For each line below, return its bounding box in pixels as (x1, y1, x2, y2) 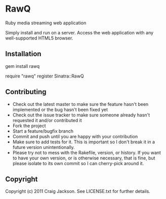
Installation (5, 50, 41, 58)
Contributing (5, 88, 47, 96)
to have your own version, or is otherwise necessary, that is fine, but (12, 155, 155, 161)
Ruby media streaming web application (5, 20, 87, 26)
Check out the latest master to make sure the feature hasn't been (12, 101, 149, 107)
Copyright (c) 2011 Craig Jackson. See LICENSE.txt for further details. (5, 188, 150, 194)
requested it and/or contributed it (12, 117, 82, 123)
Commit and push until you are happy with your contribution (12, 133, 138, 139)
